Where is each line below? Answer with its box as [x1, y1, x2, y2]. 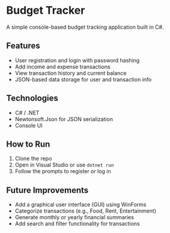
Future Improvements [6, 185, 89, 195]
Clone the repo [14, 155, 52, 162]
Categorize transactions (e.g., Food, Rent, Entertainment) [14, 207, 156, 214]
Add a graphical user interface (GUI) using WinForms [14, 201, 147, 208]
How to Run [6, 139, 50, 149]
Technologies [6, 93, 59, 104]
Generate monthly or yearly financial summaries [14, 214, 134, 221]
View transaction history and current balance [14, 69, 127, 77]
